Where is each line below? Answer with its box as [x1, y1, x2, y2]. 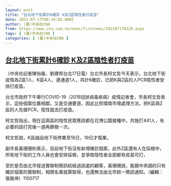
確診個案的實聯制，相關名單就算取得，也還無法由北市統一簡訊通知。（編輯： [5, 169, 164, 175]
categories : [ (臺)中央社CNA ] [5, 36, 69, 41]
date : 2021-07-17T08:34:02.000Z [5, 17, 74, 22]
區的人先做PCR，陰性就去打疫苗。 [5, 106, 77, 112]
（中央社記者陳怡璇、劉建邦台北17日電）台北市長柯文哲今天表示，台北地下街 [5, 70, 166, 76]
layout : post [5, 7, 33, 13]
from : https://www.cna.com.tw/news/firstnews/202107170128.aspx [5, 26, 145, 32]
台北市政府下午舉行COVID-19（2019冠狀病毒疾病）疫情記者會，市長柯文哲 [5, 94, 161, 100]
